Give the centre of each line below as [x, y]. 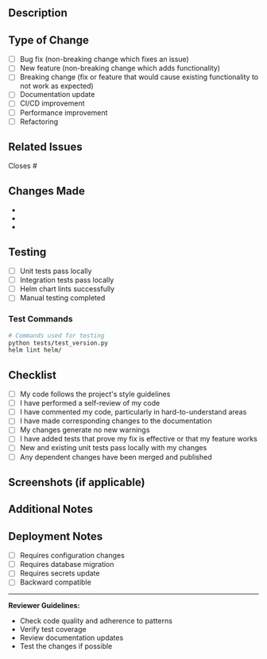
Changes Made [46, 191]
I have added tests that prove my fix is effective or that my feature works [139, 439]
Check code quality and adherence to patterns [96, 621]
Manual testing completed [62, 298]
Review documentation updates [72, 638]
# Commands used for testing [56, 335]
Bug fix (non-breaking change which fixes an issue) [104, 60]
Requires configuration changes [72, 556]
